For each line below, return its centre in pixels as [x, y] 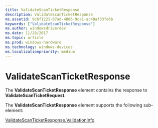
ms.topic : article [24, 38]
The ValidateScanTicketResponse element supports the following [74, 105]
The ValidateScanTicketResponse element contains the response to [76, 90]
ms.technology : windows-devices [39, 47]
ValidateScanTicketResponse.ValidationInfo [50, 120]
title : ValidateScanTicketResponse [42, 10]
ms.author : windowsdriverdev [36, 28]
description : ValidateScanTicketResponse [49, 14]
